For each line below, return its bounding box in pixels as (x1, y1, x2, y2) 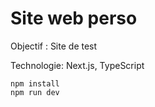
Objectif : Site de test (10, 40, 98, 52)
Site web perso (10, 7, 138, 30)
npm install (10, 78, 60, 89)
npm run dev (10, 87, 60, 97)
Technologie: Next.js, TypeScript (10, 59, 145, 71)
